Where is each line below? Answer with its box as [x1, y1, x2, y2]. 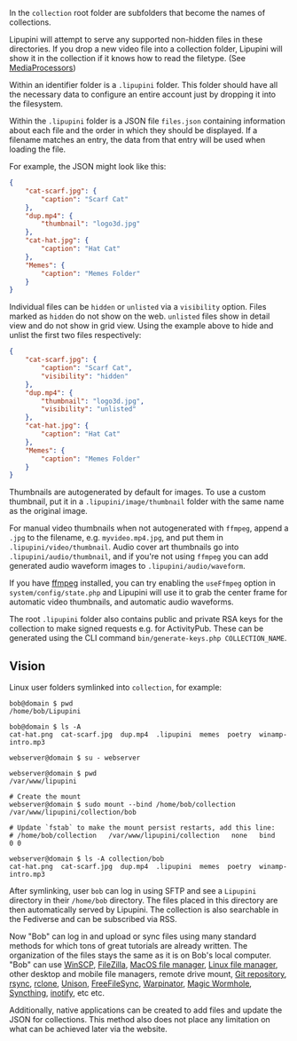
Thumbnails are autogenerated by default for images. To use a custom [9, 487, 266, 498]
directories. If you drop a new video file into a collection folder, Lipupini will [9, 43, 283, 54]
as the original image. [9, 506, 89, 517]
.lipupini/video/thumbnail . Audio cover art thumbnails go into [9, 541, 239, 553]
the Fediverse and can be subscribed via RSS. [9, 914, 177, 925]
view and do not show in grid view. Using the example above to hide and [9, 320, 274, 331]
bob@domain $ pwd [9, 699, 74, 708]
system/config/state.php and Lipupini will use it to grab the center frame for [9, 588, 288, 598]
